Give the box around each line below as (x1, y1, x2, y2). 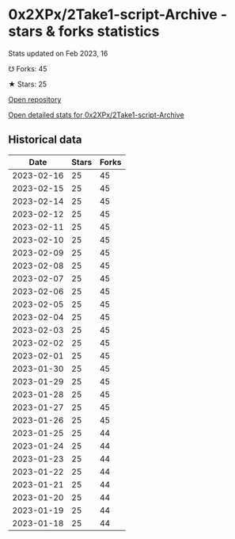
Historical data (8, 133, 82, 147)
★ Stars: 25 (8, 79, 47, 89)
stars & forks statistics (8, 22, 160, 40)
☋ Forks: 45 (8, 63, 47, 73)
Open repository (8, 94, 62, 104)
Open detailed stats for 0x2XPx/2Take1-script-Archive (8, 109, 184, 120)
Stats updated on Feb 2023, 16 (8, 48, 108, 58)
